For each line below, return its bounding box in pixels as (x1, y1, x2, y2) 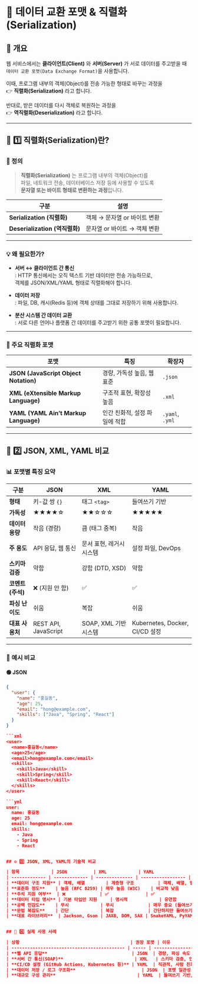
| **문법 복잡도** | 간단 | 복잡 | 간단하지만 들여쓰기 (6, 907, 193, 914)
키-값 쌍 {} (33, 497, 63, 505)
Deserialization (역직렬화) (9, 224, 81, 233)
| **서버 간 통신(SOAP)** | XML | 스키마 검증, (6, 956, 187, 962)
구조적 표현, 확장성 (102, 389, 151, 397)
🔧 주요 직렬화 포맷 (6, 341, 54, 349)
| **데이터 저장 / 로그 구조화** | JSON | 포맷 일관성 (6, 967, 191, 973)
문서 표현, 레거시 (81, 540, 125, 548)
